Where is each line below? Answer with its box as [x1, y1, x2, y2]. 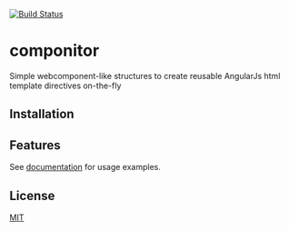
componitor [9, 41, 100, 61]
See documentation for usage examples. [9, 162, 162, 173]
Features [9, 137, 61, 153]
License [9, 187, 55, 204]
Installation [9, 106, 75, 122]
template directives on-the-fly [9, 80, 122, 91]
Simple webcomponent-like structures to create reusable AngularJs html [9, 70, 281, 81]
